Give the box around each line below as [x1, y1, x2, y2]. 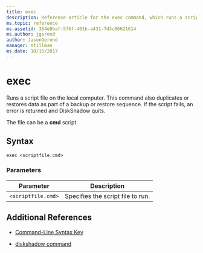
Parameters [6, 166, 41, 175]
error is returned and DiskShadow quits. [6, 107, 106, 114]
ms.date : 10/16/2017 [6, 48, 59, 54]
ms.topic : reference [6, 20, 59, 26]
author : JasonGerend [6, 37, 59, 43]
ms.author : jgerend [6, 31, 56, 37]
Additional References [6, 213, 92, 223]
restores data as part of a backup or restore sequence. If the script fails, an [6, 100, 193, 107]
